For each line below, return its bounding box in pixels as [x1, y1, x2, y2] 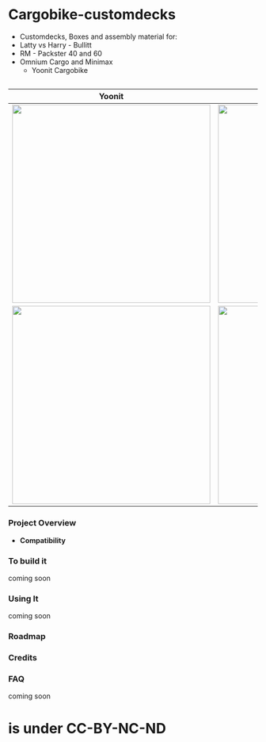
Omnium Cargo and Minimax [19, 57, 113, 67]
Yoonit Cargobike [31, 65, 89, 75]
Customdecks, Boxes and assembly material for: [19, 32, 178, 41]
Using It [8, 593, 39, 604]
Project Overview [8, 518, 77, 529]
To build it [8, 555, 47, 566]
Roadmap [8, 631, 46, 642]
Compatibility [19, 535, 66, 545]
